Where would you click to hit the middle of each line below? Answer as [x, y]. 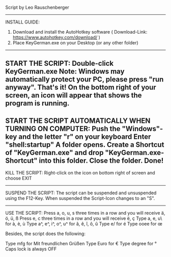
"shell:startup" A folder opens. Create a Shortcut [85, 145]
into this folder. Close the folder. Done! [101, 160]
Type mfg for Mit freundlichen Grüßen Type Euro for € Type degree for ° [81, 244]
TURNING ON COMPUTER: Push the [63, 129]
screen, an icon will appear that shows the [74, 96]
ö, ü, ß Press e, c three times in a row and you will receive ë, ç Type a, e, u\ [84, 218]
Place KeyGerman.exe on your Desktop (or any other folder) [75, 43]
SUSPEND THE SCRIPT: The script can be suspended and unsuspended [81, 193]
